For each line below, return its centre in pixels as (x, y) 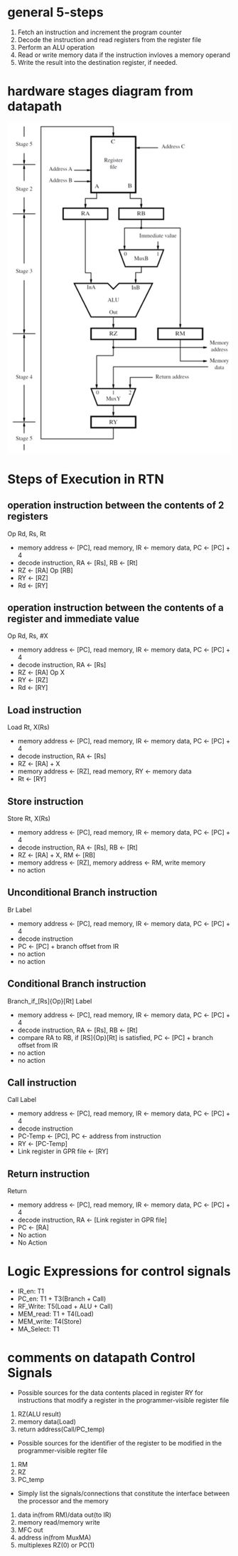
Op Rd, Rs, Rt (27, 534)
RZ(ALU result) (39, 1414)
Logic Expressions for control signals (119, 1271)
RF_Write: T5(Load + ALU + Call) (65, 1307)
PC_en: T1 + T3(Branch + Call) (62, 1299)
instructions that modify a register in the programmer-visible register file (123, 1401)
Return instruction (49, 1174)
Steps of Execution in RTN (86, 479)
